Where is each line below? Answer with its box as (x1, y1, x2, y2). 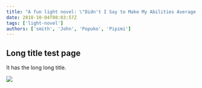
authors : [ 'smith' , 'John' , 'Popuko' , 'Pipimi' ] (6, 25, 131, 32)
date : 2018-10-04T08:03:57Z (6, 14, 77, 20)
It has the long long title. (6, 64, 67, 71)
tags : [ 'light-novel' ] (6, 20, 64, 26)
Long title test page (6, 48, 81, 58)
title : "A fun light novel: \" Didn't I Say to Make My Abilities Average (6, 8, 197, 15)
